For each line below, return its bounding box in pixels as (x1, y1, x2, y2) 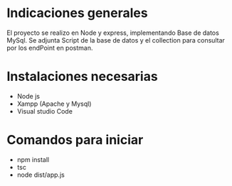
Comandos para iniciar (6, 132, 144, 148)
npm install (16, 155, 50, 164)
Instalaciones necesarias (6, 69, 158, 84)
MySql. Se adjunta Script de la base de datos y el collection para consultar (6, 35, 226, 44)
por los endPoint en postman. (6, 43, 93, 52)
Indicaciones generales (6, 5, 148, 21)
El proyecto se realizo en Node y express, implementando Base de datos (6, 28, 220, 37)
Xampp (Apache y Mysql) (16, 99, 92, 108)
